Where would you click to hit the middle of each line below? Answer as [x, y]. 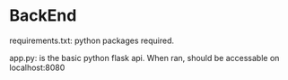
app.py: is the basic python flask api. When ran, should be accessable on [144, 58]
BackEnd [43, 16]
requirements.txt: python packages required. [92, 40]
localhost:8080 [37, 67]
